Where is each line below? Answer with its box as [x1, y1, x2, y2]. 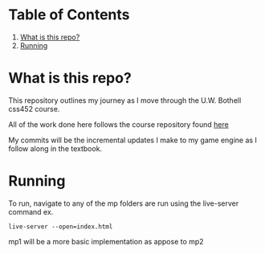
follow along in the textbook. [8, 143, 103, 154]
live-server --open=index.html [8, 223, 113, 231]
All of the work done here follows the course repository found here [8, 119, 229, 129]
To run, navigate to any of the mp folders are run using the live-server [8, 199, 239, 208]
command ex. [8, 207, 54, 216]
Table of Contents [8, 6, 130, 24]
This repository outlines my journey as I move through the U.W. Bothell [8, 95, 242, 105]
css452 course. [8, 104, 60, 113]
